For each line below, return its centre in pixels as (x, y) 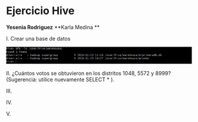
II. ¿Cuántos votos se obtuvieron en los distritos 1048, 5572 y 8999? (88, 73)
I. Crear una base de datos (38, 38)
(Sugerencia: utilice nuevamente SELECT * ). (60, 79)
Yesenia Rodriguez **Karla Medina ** (53, 27)
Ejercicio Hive (40, 11)
